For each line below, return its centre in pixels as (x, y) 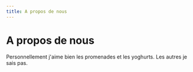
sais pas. (17, 63)
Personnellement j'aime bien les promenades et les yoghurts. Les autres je (97, 57)
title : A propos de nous (37, 11)
